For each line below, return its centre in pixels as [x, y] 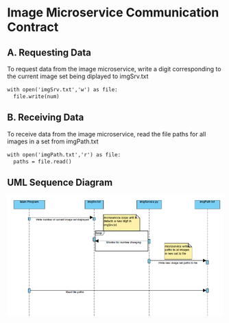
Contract [33, 27]
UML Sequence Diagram [60, 183]
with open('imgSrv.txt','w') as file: [62, 90]
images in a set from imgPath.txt [53, 141]
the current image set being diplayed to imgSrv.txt [78, 76]
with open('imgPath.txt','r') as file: [64, 155]
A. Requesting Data [49, 52]
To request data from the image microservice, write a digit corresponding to [114, 69]
